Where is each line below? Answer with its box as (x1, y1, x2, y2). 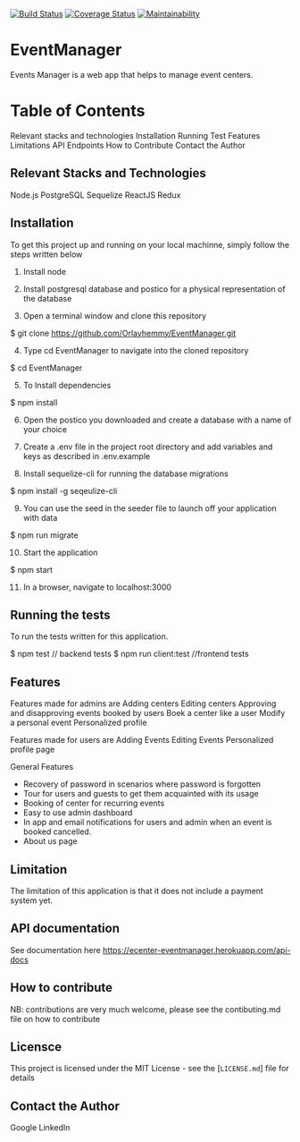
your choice (22, 423, 68, 434)
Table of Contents (10, 101, 146, 121)
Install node (22, 266, 66, 277)
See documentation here (10, 944, 101, 955)
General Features (10, 762, 74, 772)
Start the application (22, 547, 98, 558)
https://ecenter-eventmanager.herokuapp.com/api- (102, 944, 291, 955)
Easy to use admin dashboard (22, 807, 133, 818)
